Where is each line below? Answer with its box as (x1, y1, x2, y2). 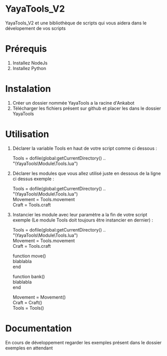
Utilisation (5, 128, 49, 140)
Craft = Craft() (12, 299, 43, 305)
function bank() (12, 273, 45, 279)
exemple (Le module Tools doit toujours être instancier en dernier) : (12, 217, 153, 223)
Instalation (5, 83, 51, 94)
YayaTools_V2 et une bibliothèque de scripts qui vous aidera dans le (5, 20, 147, 26)
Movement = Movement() (12, 294, 66, 300)
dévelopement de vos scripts (5, 25, 66, 31)
